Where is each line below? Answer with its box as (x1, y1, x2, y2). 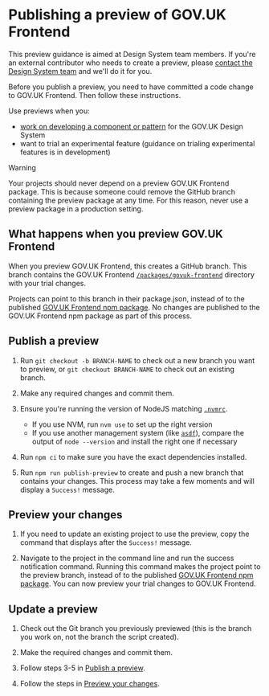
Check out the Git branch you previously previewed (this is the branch (19, 624, 252, 633)
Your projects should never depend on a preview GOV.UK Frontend (8, 178, 230, 188)
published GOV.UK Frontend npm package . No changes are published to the (8, 302, 260, 312)
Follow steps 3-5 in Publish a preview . (19, 663, 146, 673)
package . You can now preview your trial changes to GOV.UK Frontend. (19, 579, 256, 588)
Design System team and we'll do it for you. (8, 66, 153, 76)
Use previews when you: (8, 106, 90, 116)
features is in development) (19, 147, 111, 157)
